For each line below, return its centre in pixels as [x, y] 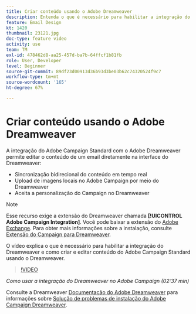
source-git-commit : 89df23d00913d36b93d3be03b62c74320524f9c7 [84, 71]
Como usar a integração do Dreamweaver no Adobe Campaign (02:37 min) [98, 281]
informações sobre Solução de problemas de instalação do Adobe [86, 298]
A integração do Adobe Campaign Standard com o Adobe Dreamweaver [93, 151]
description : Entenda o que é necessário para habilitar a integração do [98, 17]
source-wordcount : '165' [36, 83]
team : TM [17, 50]
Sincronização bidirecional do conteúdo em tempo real [81, 174]
